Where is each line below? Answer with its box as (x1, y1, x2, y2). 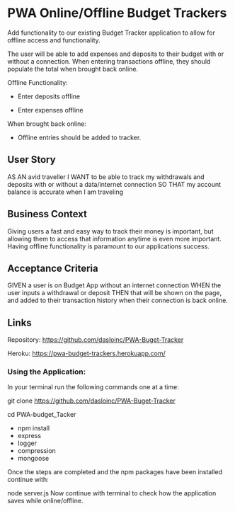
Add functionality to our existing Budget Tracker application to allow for (7, 28, 216, 37)
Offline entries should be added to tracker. (17, 133, 142, 142)
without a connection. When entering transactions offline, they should (7, 57, 211, 65)
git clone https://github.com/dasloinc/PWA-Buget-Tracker (7, 396, 176, 405)
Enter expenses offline (17, 105, 84, 114)
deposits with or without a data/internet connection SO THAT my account (7, 180, 222, 188)
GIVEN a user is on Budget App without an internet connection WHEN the (7, 281, 222, 289)
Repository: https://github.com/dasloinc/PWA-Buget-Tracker (7, 335, 184, 344)
